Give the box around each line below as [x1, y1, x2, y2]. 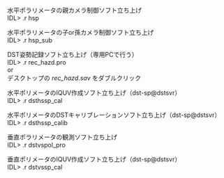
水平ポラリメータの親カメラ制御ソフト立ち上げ [7, 6, 142, 14]
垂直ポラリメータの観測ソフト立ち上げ [7, 133, 117, 141]
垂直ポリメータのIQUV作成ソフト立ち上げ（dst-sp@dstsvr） [7, 155, 181, 163]
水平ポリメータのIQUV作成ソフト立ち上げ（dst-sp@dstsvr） [7, 89, 181, 97]
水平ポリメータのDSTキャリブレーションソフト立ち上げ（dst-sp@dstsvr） [7, 111, 221, 119]
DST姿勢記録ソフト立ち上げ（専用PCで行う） [7, 51, 138, 58]
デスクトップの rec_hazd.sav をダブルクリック [7, 74, 142, 82]
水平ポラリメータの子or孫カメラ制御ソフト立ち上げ [7, 29, 154, 36]
